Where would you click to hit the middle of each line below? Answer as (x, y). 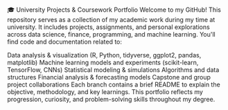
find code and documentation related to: (65, 42)
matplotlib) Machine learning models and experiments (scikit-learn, (103, 62)
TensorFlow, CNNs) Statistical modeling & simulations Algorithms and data (113, 70)
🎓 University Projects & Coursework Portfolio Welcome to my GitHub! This (114, 10)
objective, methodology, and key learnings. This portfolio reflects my (105, 92)
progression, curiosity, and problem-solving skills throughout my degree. (111, 99)
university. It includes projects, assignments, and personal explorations (108, 27)
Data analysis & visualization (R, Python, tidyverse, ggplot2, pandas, (104, 55)
